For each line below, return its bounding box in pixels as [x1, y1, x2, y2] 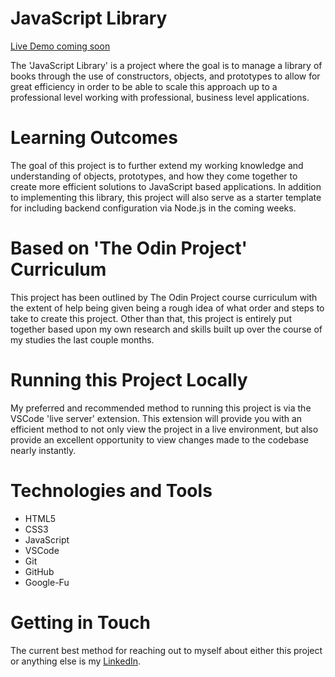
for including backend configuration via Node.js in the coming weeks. [10, 202, 297, 214]
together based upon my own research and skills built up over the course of [10, 323, 323, 335]
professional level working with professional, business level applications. [10, 91, 310, 103]
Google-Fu [24, 576, 70, 588]
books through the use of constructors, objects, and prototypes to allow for [10, 70, 321, 82]
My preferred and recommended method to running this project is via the [10, 402, 312, 414]
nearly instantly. [10, 444, 77, 456]
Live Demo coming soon [10, 40, 111, 52]
